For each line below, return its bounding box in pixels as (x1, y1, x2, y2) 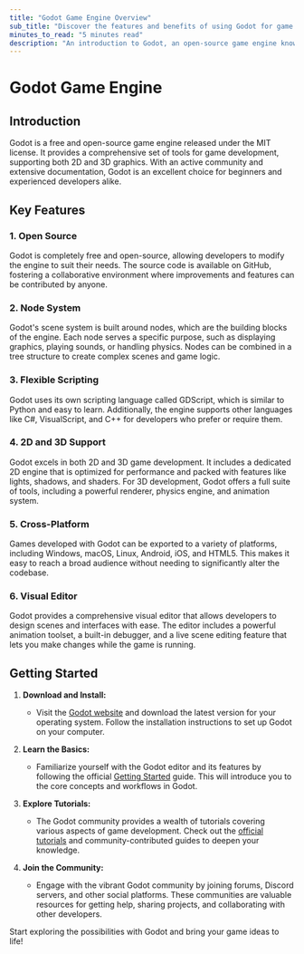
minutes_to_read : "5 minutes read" (9, 30, 144, 39)
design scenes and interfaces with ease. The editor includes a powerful (9, 620, 276, 631)
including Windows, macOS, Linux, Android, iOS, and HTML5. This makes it (9, 548, 290, 559)
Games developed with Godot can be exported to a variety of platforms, (9, 538, 278, 549)
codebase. (9, 567, 50, 578)
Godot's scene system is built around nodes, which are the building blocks (9, 323, 288, 333)
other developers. (35, 909, 102, 920)
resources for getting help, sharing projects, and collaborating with (35, 899, 285, 911)
